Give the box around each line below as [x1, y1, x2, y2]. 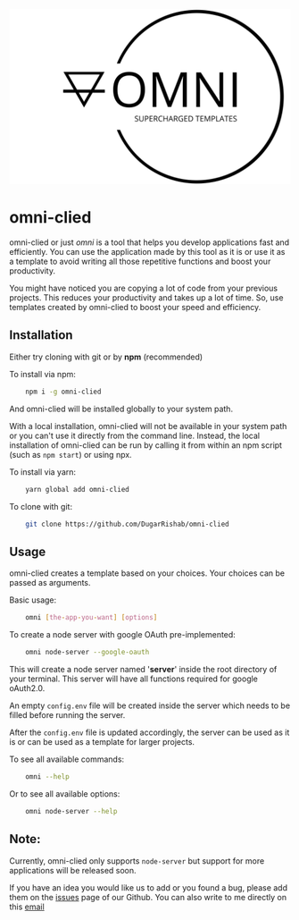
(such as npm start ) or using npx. [9, 449, 132, 460]
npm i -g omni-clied [25, 387, 102, 396]
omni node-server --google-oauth [25, 648, 150, 657]
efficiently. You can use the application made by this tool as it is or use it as [9, 246, 286, 257]
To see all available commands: [9, 754, 125, 764]
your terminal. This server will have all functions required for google [9, 673, 259, 684]
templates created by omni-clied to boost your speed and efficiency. [9, 301, 262, 312]
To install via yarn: [9, 466, 77, 477]
